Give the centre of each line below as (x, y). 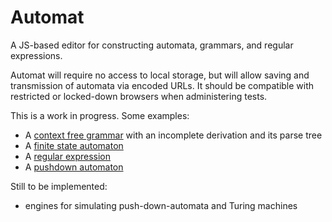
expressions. (36, 55)
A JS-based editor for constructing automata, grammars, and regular (152, 45)
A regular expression (68, 156)
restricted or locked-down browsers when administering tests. (139, 96)
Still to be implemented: (59, 186)
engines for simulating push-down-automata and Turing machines (161, 205)
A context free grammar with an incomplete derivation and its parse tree (173, 135)
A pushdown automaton (74, 167)
